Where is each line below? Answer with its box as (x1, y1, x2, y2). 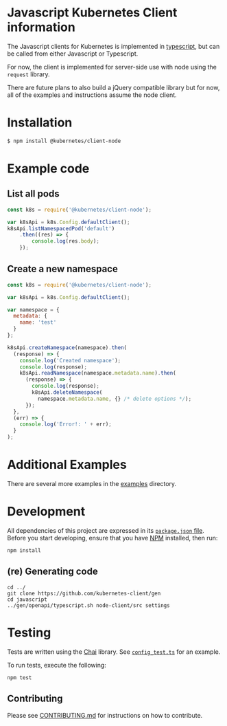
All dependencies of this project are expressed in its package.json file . (7, 526, 204, 534)
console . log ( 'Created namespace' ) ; (19, 357, 121, 364)
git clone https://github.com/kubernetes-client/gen (7, 590, 161, 597)
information (7, 19, 75, 35)
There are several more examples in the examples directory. (7, 480, 177, 487)
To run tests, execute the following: (7, 661, 106, 669)
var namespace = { (7, 306, 60, 313)
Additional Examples (7, 457, 127, 472)
